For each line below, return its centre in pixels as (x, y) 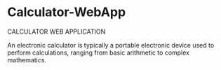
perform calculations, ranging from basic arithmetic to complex (99, 52)
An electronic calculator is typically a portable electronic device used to (111, 45)
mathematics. (27, 59)
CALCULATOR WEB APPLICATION (56, 31)
